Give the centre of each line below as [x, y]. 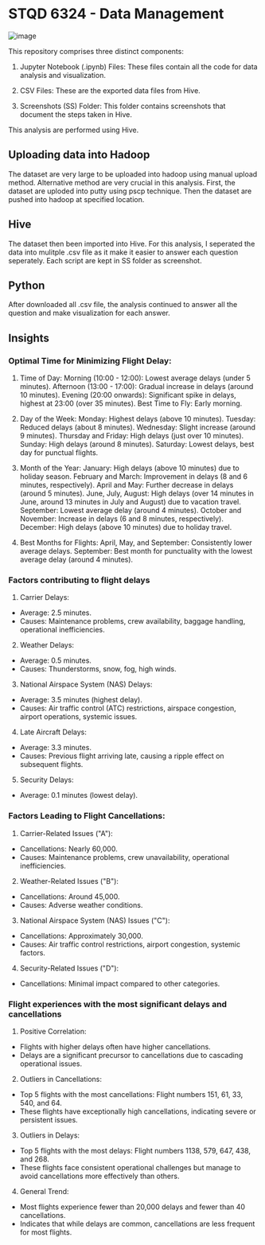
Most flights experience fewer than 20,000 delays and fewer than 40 [132, 1207]
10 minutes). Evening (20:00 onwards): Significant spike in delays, [128, 395]
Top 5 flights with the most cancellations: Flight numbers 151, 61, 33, [131, 1094]
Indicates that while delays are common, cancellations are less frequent [137, 1224]
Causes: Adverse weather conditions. [81, 905]
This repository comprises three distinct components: [96, 51]
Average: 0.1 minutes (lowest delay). [78, 796]
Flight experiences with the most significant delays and [118, 1004]
